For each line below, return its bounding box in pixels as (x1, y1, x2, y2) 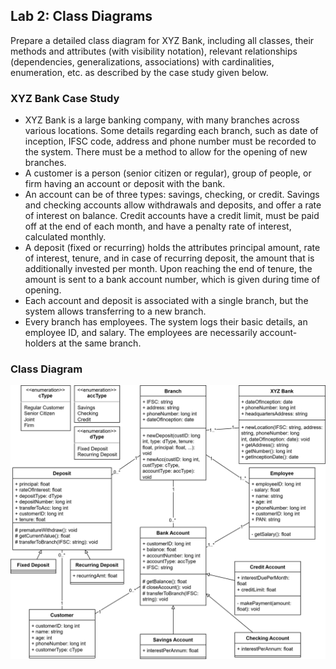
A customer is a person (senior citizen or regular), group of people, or (24, 167, 312, 179)
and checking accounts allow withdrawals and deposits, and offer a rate (24, 199, 322, 211)
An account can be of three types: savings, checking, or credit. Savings (24, 189, 320, 201)
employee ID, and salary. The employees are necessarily (24, 327, 258, 339)
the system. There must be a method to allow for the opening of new (24, 146, 308, 158)
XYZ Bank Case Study (10, 91, 120, 105)
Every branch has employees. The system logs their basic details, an (24, 316, 308, 328)
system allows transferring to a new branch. (24, 305, 207, 318)
